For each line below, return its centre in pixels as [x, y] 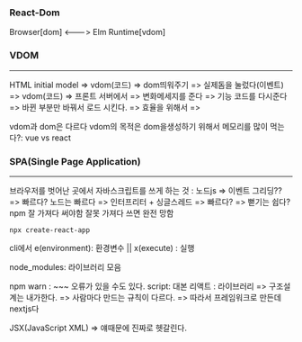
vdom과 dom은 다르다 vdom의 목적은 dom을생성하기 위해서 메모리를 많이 [138, 126]
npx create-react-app [50, 230]
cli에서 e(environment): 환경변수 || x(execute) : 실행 [102, 247]
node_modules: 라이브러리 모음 [65, 266]
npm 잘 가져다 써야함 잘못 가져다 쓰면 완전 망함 [92, 212]
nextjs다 [24, 309]
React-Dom [35, 13]
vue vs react [49, 138]
